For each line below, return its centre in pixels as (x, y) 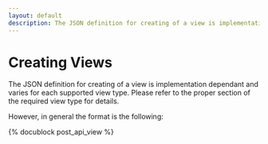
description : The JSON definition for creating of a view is (112, 23)
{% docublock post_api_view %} (61, 132)
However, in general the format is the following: (86, 117)
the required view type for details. (64, 101)
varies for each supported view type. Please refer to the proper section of (130, 93)
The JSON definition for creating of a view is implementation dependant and (134, 84)
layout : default (35, 16)
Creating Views (61, 62)
